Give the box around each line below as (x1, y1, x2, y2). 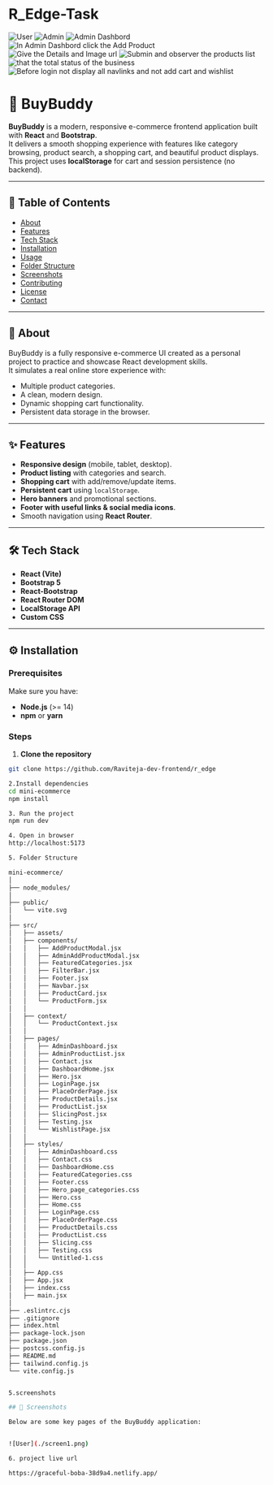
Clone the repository (19, 749, 92, 760)
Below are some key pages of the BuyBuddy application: (8, 1418, 201, 1427)
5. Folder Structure (8, 854, 79, 862)
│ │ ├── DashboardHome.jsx (8, 1065, 115, 1073)
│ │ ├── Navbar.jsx (8, 982, 89, 990)
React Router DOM (19, 595, 84, 605)
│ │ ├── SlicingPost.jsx (8, 1110, 107, 1118)
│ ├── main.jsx (8, 1291, 67, 1300)
